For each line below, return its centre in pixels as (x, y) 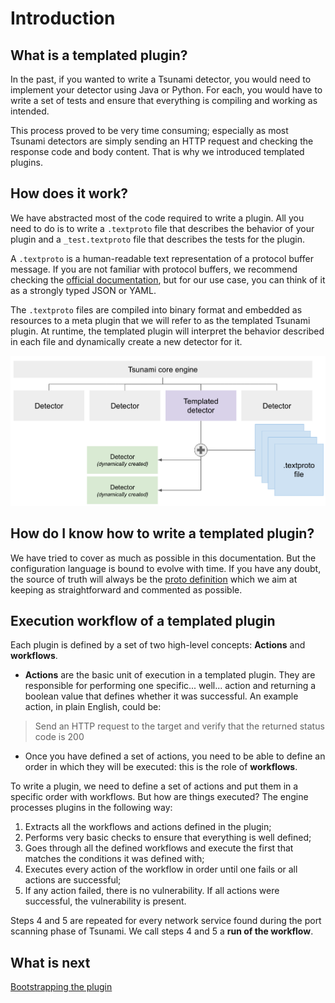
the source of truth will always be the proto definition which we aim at (154, 579)
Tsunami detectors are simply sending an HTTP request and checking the (162, 141)
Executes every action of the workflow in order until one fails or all (161, 869)
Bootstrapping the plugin (61, 987)
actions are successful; (73, 880)
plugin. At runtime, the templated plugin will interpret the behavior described (167, 331)
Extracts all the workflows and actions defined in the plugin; (148, 827)
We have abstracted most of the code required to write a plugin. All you (157, 218)
